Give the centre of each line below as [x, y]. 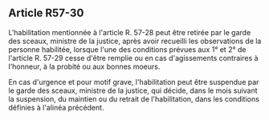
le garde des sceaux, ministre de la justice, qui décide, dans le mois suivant [133, 90]
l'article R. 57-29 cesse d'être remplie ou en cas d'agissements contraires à [133, 58]
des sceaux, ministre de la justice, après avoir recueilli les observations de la [135, 41]
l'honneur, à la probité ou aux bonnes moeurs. [84, 66]
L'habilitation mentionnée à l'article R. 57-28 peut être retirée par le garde [130, 32]
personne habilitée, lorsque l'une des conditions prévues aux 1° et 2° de [127, 49]
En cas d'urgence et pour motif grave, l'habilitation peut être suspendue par [134, 82]
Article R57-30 [46, 13]
